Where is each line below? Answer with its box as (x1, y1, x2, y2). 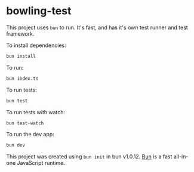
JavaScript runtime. (17, 160, 66, 167)
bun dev (6, 142, 26, 148)
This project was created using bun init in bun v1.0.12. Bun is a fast (6, 153, 173, 160)
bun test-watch (6, 120, 44, 126)
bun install (6, 53, 36, 59)
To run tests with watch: (6, 108, 66, 115)
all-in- (173, 153, 189, 160)
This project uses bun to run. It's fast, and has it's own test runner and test (6, 24, 188, 31)
